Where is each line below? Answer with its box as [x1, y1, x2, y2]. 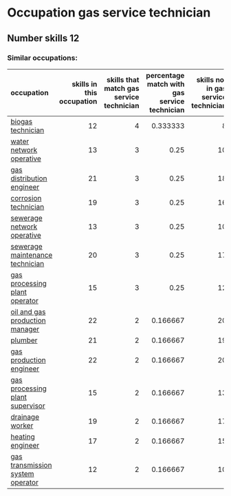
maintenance [10, 250, 53, 260]
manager [10, 324, 40, 333]
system [10, 468, 34, 478]
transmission [10, 460, 52, 470]
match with [146, 79, 185, 89]
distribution [10, 174, 47, 183]
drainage [10, 412, 40, 422]
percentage [146, 70, 185, 80]
